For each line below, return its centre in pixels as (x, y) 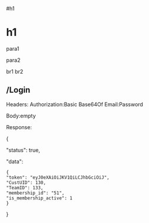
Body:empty (21, 116)
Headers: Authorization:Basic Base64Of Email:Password (75, 104)
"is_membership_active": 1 (39, 198)
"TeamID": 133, (25, 188)
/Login (18, 90)
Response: (19, 127)
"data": (15, 161)
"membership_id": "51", (35, 193)
